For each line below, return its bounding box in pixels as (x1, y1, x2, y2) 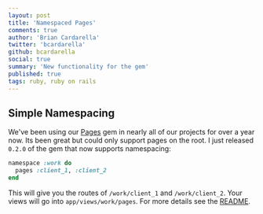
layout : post (8, 11, 51, 20)
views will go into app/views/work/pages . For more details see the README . (8, 196, 251, 205)
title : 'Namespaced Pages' (8, 19, 97, 27)
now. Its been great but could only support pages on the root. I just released (8, 135, 254, 146)
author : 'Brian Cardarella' (8, 33, 100, 42)
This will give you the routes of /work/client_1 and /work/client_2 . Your (8, 188, 243, 197)
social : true (8, 56, 51, 64)
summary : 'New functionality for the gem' (8, 63, 149, 71)
